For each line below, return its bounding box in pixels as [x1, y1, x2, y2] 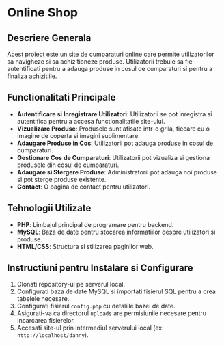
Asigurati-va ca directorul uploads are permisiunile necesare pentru [16, 309, 207, 317]
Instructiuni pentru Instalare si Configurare [7, 262, 193, 274]
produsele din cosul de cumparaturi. [16, 161, 120, 169]
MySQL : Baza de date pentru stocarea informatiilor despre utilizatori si [16, 228, 216, 236]
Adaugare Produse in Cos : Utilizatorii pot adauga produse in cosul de [16, 139, 214, 147]
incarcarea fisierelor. [16, 317, 75, 325]
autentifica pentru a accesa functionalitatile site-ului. [16, 117, 165, 125]
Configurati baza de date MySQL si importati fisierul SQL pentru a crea [16, 287, 216, 295]
